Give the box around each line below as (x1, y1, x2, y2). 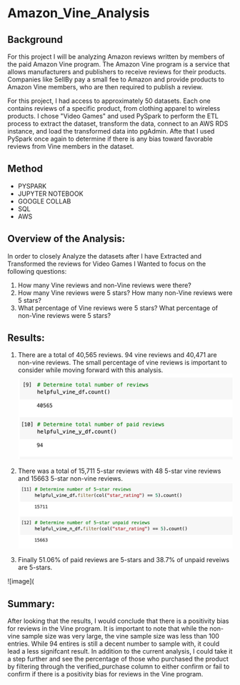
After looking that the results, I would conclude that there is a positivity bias (7, 616, 229, 626)
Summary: (7, 598, 55, 610)
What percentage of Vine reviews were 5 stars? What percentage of (17, 304, 219, 312)
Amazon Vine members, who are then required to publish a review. (7, 83, 204, 91)
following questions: (7, 266, 67, 276)
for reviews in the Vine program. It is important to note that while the (7, 624, 209, 633)
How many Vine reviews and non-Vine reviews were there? (17, 281, 191, 289)
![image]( (7, 577, 34, 586)
